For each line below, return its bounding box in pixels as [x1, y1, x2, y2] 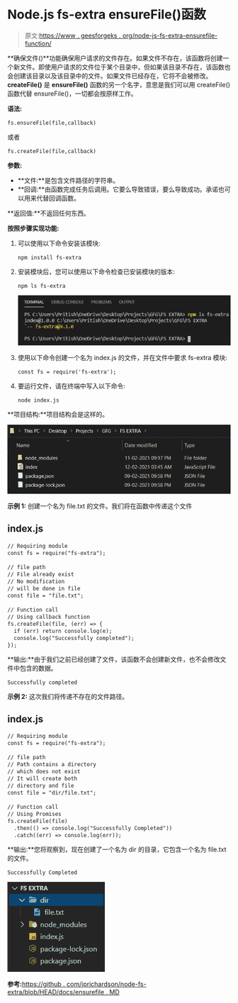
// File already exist [7, 571, 74, 578]
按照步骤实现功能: [7, 224, 59, 232]
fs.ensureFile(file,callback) [7, 119, 97, 126]
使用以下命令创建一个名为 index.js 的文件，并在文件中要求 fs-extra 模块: [17, 354, 228, 362]
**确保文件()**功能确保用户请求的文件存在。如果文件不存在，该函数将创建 [7, 54, 223, 62]
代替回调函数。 [36, 194, 80, 202]
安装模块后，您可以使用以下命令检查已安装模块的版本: [17, 267, 175, 276]
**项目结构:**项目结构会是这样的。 [7, 410, 109, 419]
